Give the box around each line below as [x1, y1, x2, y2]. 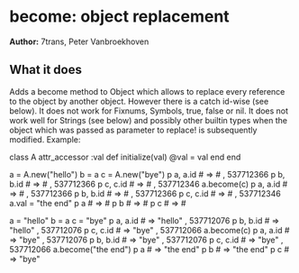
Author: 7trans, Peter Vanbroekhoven [9, 36, 149, 47]
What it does [9, 62, 83, 77]
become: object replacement [9, 6, 230, 27]
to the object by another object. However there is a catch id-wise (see [9, 96, 269, 106]
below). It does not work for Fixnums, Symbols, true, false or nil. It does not [9, 105, 289, 116]
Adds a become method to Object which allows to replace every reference [9, 86, 285, 96]
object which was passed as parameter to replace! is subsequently [9, 124, 258, 135]
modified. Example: [9, 133, 81, 145]
